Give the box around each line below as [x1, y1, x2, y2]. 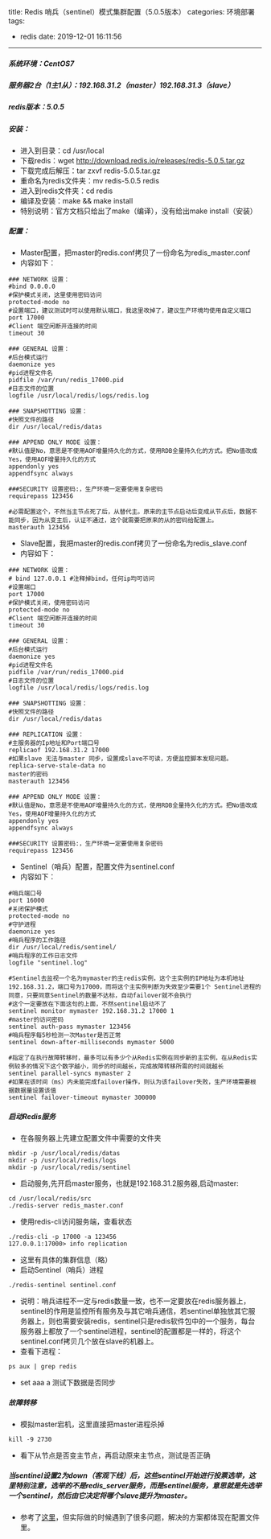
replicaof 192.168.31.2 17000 [8, 747, 110, 755]
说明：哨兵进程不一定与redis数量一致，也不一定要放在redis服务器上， [19, 1296, 251, 1306]
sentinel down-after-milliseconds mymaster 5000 [8, 1039, 175, 1047]
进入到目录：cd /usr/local [19, 146, 105, 155]
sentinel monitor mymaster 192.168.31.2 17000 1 [8, 1007, 175, 1015]
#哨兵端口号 [8, 890, 43, 898]
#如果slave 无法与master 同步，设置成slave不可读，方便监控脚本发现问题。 [8, 755, 233, 763]
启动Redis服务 [8, 1111, 56, 1121]
